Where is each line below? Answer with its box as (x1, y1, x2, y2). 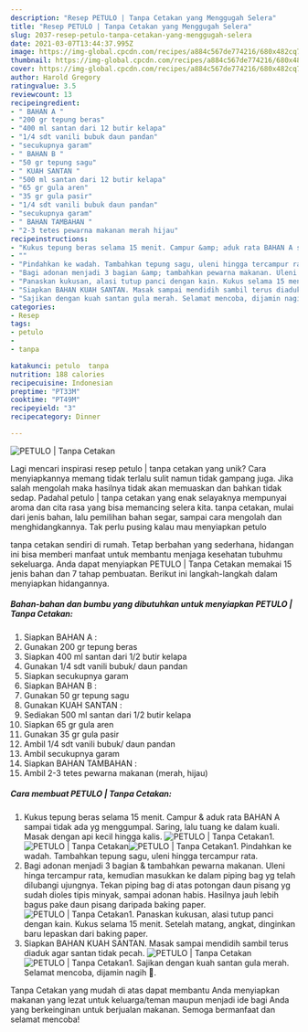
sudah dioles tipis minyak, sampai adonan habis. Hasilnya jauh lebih (23, 888, 280, 900)
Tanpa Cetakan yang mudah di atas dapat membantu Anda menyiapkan (10, 984, 280, 995)
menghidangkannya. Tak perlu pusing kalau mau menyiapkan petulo (10, 521, 268, 532)
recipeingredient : (10, 98, 80, 108)
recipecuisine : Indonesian (10, 378, 113, 388)
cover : (10, 65, 36, 74)
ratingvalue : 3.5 (10, 81, 77, 90)
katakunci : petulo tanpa (10, 361, 109, 370)
